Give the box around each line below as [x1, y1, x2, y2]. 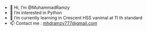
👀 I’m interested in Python [9, 10, 62, 15]
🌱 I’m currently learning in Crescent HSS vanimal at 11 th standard [9, 15, 143, 20]
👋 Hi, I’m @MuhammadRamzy [9, 5, 70, 10]
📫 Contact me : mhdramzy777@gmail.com [9, 20, 97, 26]
